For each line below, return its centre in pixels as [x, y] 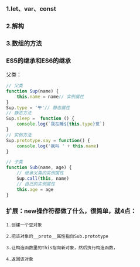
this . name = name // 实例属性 [50, 97]
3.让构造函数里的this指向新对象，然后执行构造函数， [62, 248]
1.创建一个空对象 [24, 225]
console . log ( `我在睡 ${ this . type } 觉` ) [61, 124]
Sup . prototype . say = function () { [48, 140]
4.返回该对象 [20, 259]
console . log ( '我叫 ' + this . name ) [58, 146]
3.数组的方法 [24, 43]
